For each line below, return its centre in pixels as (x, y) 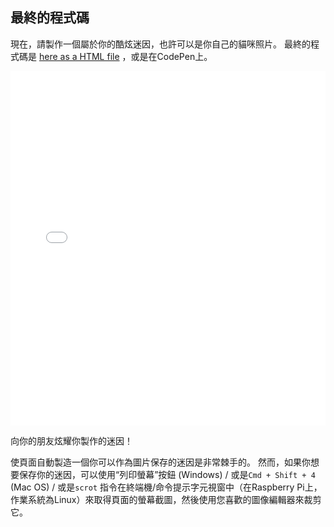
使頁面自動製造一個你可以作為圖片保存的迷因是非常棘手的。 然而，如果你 (160, 462)
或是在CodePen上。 (171, 56)
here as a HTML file (79, 56)
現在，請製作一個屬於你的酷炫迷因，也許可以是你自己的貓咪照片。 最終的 (160, 44)
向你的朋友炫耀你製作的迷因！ (71, 440)
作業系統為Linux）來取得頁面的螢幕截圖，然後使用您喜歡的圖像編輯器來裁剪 (166, 499)
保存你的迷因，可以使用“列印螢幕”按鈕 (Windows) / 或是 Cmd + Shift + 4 (167, 474)
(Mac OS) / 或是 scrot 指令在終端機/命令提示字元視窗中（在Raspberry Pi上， (166, 487)
